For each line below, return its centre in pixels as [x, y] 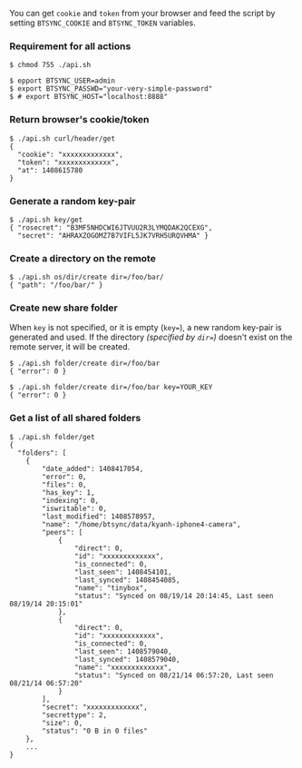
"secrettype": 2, [74, 715]
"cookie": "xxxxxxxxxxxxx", [71, 154]
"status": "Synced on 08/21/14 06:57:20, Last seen [174, 675]
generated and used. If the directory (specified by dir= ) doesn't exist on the [151, 337]
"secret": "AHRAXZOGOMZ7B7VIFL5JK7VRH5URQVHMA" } [113, 235]
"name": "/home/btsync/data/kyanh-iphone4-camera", [142, 524]
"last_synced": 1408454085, [127, 580]
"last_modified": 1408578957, [99, 517]
